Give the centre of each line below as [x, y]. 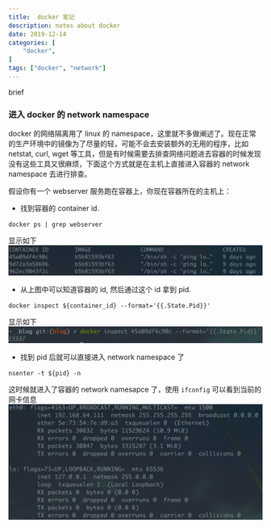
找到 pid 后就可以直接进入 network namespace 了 [102, 357]
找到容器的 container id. [59, 208]
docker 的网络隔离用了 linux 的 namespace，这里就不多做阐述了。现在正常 [132, 134]
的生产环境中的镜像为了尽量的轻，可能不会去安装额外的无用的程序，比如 [128, 144]
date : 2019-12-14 [38, 34]
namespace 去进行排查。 [50, 174]
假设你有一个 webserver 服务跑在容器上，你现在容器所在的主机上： [120, 191]
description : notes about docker [65, 25]
